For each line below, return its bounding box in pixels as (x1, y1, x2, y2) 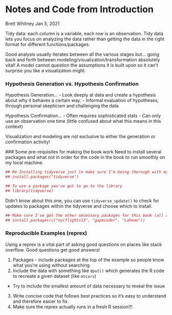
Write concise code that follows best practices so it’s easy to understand (12, 292, 166, 299)
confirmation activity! (5, 139, 50, 145)
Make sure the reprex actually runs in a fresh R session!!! (12, 303, 133, 310)
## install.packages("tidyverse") (5, 174, 79, 179)
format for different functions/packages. (5, 41, 91, 47)
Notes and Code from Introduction (5, 4, 154, 15)
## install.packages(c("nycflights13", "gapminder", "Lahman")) (5, 217, 145, 223)
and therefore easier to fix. (12, 298, 69, 304)
